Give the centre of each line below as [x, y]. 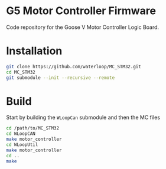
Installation [34, 51]
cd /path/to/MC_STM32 [33, 128]
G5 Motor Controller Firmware [81, 11]
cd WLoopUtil [22, 145]
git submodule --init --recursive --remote [61, 78]
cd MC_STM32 [21, 72]
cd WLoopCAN [21, 134]
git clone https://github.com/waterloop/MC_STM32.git [74, 67]
